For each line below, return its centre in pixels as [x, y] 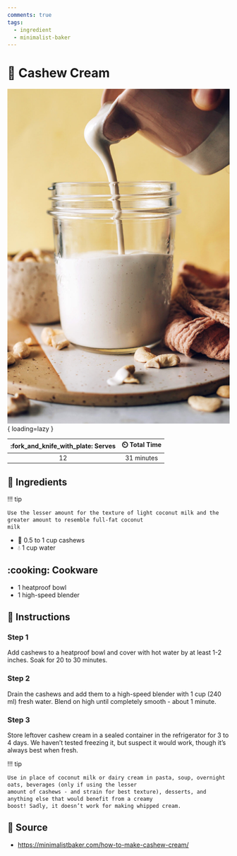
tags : [15, 22]
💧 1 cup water [36, 548]
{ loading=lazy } [31, 429]
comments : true [30, 15]
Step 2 [19, 678]
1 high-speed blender [48, 595]
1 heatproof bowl [42, 587]
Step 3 [19, 719]
